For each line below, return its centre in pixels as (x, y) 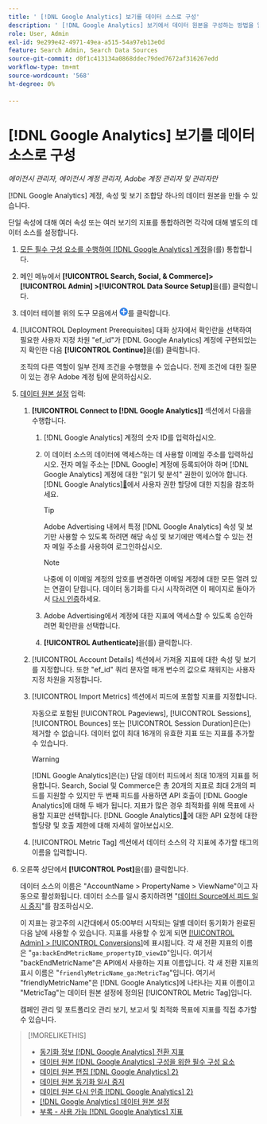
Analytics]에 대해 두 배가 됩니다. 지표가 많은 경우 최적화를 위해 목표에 (139, 805)
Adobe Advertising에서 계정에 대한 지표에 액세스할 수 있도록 (137, 616)
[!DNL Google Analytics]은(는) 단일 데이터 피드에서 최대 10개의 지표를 (141, 776)
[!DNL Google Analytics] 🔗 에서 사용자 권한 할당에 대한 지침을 (138, 484)
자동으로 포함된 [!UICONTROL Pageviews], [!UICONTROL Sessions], (141, 714)
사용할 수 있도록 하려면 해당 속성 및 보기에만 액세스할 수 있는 (151, 537)
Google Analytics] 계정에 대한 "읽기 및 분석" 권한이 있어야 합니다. (145, 475)
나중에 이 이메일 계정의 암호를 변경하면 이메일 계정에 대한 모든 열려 (146, 579)
